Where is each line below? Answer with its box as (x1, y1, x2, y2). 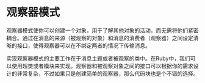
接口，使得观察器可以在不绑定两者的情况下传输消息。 (16, 42, 151, 49)
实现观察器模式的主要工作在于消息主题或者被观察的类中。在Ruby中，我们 (6, 55, 190, 62)
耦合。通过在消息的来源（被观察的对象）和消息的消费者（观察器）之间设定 (6, 34, 193, 41)
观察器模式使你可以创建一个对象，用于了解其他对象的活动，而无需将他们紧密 (6, 27, 199, 34)
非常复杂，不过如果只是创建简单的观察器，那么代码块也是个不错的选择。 (16, 70, 199, 77)
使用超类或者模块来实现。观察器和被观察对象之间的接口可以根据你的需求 (11, 62, 193, 70)
